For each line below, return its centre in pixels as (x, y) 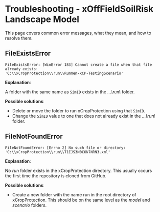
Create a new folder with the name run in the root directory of (74, 194)
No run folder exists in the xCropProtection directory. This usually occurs (79, 170)
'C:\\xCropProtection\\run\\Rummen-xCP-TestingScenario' (64, 73)
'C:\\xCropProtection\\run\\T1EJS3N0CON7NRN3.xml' (58, 152)
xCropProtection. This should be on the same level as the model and (81, 200)
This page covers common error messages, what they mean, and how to (78, 33)
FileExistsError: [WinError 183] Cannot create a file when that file (79, 64)
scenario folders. (29, 205)
